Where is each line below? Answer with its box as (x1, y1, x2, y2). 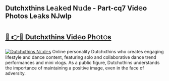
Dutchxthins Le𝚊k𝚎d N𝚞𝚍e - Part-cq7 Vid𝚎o (5, 4, 147, 13)
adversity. (5, 70, 26, 76)
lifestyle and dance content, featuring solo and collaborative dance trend (5, 54, 156, 60)
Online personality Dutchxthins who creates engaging (52, 49, 164, 54)
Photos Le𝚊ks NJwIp (5, 12, 72, 21)
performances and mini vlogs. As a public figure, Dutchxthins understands (5, 60, 160, 65)
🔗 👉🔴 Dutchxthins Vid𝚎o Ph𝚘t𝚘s (5, 33, 112, 41)
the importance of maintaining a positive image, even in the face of (5, 65, 144, 71)
